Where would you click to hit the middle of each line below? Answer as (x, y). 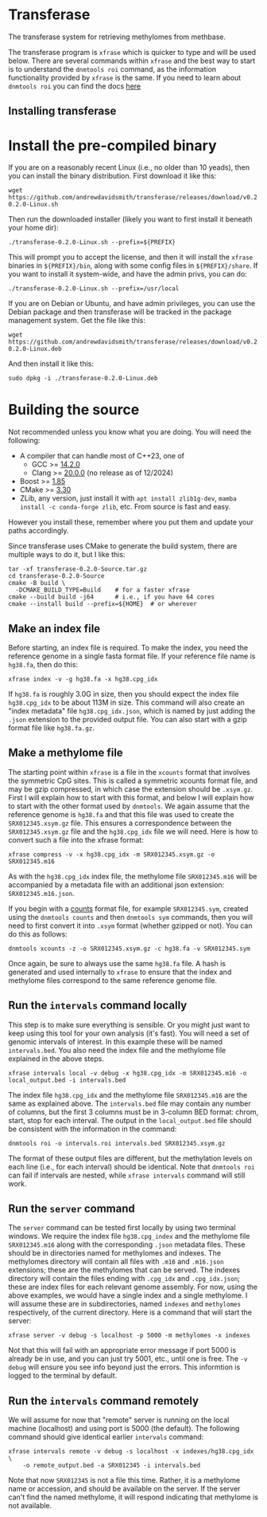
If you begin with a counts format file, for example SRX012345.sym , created (128, 908)
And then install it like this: (51, 364)
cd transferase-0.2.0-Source (56, 576)
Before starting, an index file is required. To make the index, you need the (128, 648)
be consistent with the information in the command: (93, 1129)
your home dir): (33, 228)
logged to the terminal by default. (63, 1376)
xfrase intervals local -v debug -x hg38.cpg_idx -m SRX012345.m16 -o (128, 1073)
